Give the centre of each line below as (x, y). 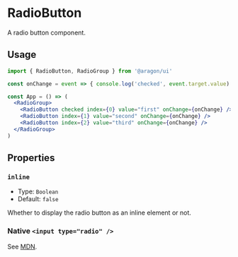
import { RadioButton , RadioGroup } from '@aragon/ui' (90, 71)
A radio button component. (47, 32)
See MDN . (22, 246)
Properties (31, 158)
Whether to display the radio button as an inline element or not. (99, 213)
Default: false (38, 199)
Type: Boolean (38, 191)
